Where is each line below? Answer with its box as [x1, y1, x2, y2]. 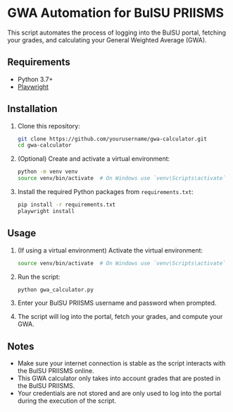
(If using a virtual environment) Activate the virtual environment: [17, 246, 203, 255]
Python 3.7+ [17, 75, 53, 83]
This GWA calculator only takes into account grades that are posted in [17, 374, 221, 382]
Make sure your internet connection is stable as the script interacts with [17, 359, 226, 368]
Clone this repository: [17, 121, 80, 130]
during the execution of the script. [17, 396, 117, 405]
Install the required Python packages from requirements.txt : [17, 188, 194, 196]
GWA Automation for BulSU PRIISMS [7, 5, 224, 21]
